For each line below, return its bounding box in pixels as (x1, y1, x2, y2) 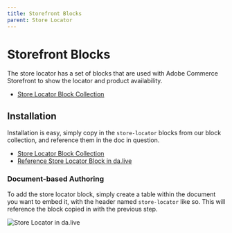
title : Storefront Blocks (7, 10, 82, 17)
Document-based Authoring (7, 174, 105, 184)
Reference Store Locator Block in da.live (17, 157, 132, 165)
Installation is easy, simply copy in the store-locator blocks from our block (7, 129, 222, 137)
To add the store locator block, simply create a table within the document (7, 190, 216, 198)
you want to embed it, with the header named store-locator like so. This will (7, 197, 226, 205)
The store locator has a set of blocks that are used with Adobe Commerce (7, 69, 218, 78)
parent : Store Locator (7, 17, 73, 24)
